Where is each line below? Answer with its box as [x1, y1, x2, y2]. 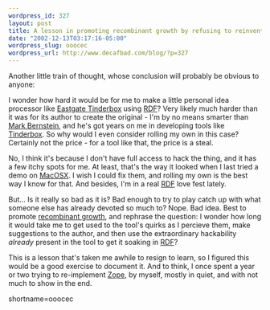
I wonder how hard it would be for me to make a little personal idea [8, 96, 230, 104]
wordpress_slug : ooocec [8, 42, 88, 50]
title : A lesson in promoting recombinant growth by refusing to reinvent [8, 27, 264, 35]
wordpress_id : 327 [8, 11, 70, 20]
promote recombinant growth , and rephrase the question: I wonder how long [8, 212, 262, 221]
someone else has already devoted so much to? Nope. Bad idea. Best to [8, 203, 247, 213]
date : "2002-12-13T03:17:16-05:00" [8, 34, 128, 43]
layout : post [8, 19, 52, 27]
